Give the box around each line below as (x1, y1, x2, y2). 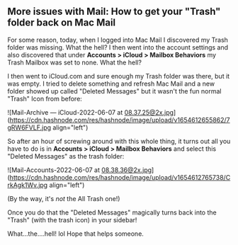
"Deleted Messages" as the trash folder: (7, 152, 125, 160)
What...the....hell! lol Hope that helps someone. (7, 229, 144, 238)
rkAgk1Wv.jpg (7, 181, 48, 189)
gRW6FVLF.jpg (7, 123, 52, 132)
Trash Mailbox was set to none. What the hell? (7, 58, 142, 67)
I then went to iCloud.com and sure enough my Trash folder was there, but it (7, 72, 230, 80)
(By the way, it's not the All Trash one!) (7, 194, 120, 203)
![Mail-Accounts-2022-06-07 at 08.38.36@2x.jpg (7, 166, 152, 174)
